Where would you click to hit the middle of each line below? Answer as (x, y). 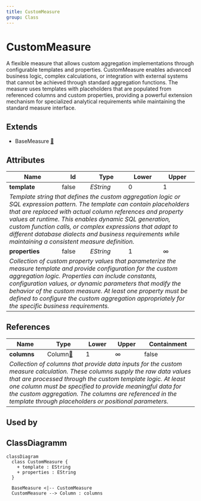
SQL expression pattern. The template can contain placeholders (99, 204)
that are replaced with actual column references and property (96, 212)
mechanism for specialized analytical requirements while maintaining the (96, 102)
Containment (168, 344)
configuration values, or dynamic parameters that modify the (95, 284)
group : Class (22, 17)
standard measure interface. (41, 108)
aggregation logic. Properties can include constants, (83, 276)
